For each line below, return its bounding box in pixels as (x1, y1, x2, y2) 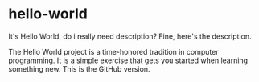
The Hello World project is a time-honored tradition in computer (8, 47, 219, 56)
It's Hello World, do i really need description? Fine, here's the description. (8, 31, 252, 41)
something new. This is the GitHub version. (8, 64, 150, 73)
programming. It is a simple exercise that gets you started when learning (8, 55, 248, 65)
